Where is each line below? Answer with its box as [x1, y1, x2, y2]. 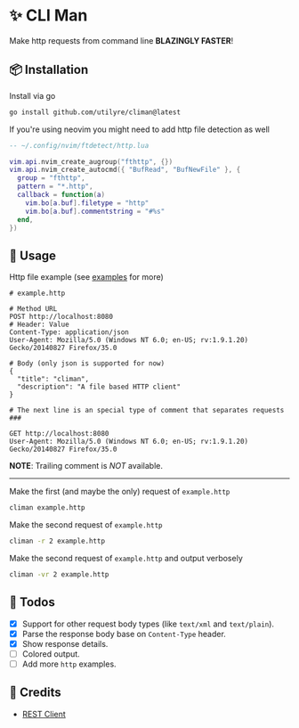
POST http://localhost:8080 [9, 313, 114, 322]
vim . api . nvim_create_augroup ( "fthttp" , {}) [9, 157, 174, 166]
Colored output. [21, 648, 80, 659]
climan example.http [9, 503, 86, 512]
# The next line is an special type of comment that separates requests [9, 406, 285, 415]
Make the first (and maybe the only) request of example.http [9, 487, 230, 497]
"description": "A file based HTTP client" [17, 382, 181, 392]
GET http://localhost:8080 [9, 429, 109, 438]
